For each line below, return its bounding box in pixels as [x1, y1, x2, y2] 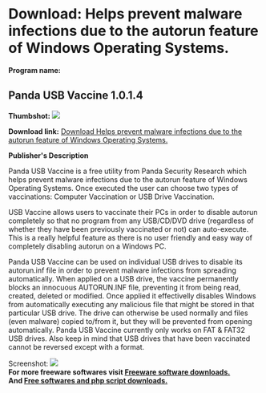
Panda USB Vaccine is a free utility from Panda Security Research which [8, 166, 247, 176]
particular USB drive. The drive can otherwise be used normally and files [8, 308, 248, 318]
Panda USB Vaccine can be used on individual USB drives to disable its [8, 257, 243, 266]
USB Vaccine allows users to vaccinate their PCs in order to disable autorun [8, 207, 258, 217]
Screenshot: [8, 359, 49, 368]
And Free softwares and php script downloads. [8, 375, 168, 385]
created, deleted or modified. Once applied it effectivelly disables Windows [8, 290, 256, 301]
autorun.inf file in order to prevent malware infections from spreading [8, 265, 236, 275]
